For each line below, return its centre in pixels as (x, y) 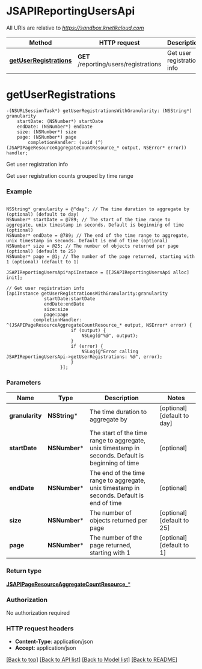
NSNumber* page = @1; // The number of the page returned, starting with (101, 257)
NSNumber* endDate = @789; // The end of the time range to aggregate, (98, 236)
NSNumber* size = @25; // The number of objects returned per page (93, 246)
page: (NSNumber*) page (47, 137)
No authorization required (38, 613)
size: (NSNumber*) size (47, 132)
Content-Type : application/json (54, 642)
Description (122, 398)
